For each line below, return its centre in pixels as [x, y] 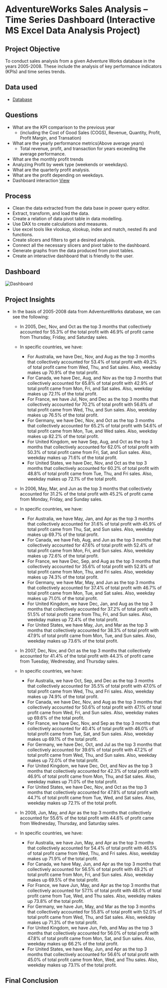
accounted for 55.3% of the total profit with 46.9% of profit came [87, 332]
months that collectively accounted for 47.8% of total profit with [93, 792]
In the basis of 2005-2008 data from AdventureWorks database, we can [86, 312]
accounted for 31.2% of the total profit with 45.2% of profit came [86, 494]
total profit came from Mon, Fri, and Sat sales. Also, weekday [90, 388]
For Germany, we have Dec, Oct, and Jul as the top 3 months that [94, 745]
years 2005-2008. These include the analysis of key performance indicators [83, 66]
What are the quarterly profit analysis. [51, 170]
